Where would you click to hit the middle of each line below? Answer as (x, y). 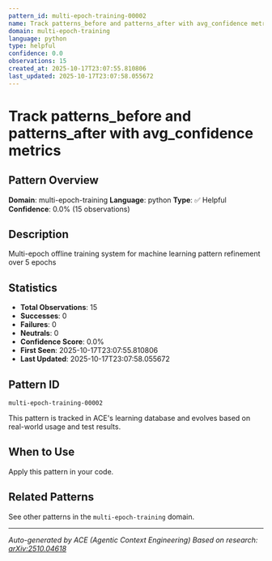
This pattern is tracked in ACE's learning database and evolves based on (130, 419)
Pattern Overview (53, 180)
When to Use (42, 452)
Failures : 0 (38, 325)
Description (38, 234)
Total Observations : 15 (59, 308)
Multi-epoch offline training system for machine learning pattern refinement (134, 254)
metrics (35, 150)
